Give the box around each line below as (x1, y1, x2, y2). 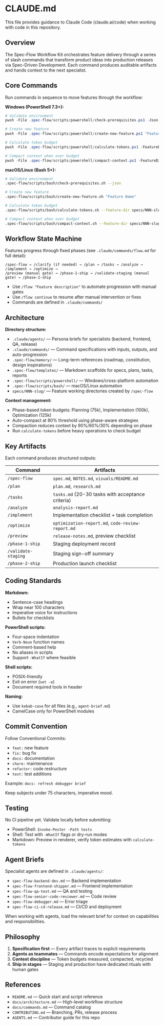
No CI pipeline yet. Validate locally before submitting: (5, 817, 112, 823)
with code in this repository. (5, 24, 61, 30)
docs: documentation (12, 755, 55, 761)
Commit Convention (5, 722, 67, 731)
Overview (5, 39, 36, 47)
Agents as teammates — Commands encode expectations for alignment (12, 951, 159, 957)
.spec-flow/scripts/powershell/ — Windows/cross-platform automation (12, 378, 159, 383)
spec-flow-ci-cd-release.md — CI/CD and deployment (12, 904, 122, 910)
